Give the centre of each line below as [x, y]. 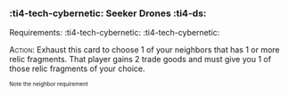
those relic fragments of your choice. [77, 68]
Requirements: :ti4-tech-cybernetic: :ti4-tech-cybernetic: [115, 33]
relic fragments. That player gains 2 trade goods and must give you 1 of [140, 60]
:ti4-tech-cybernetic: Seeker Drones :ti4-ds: [108, 13]
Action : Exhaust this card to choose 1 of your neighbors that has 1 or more [144, 50]
